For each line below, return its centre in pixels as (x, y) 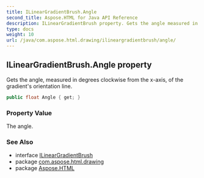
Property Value (29, 113)
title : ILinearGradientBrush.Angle (52, 12)
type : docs (20, 29)
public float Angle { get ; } (43, 97)
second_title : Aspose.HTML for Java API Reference (72, 18)
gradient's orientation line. (39, 86)
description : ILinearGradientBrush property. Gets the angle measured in (102, 23)
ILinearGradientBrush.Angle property (79, 65)
